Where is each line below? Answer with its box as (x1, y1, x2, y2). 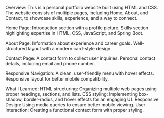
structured (5, 46, 27, 51)
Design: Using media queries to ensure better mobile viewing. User (5, 102, 146, 108)
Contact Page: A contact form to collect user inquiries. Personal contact (5, 55, 156, 61)
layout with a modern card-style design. (28, 46, 112, 51)
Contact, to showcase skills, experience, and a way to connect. (5, 15, 138, 21)
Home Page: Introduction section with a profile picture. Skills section (5, 25, 149, 31)
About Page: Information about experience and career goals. (5, 40, 132, 46)
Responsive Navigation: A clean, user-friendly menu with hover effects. (5, 70, 154, 76)
